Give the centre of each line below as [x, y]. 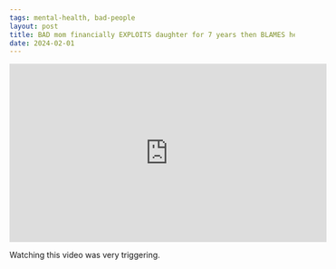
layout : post [34, 26]
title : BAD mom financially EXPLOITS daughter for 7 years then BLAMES [147, 34]
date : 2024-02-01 [42, 43]
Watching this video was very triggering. [85, 255]
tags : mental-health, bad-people [72, 18]
